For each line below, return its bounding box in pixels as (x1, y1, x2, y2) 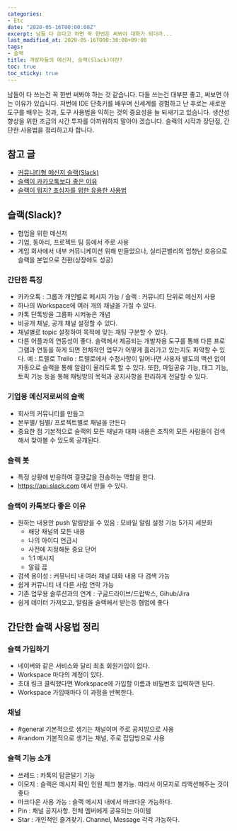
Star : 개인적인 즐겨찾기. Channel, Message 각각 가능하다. (17, 815, 180, 823)
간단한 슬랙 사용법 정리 (7, 621, 100, 633)
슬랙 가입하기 (7, 644, 50, 654)
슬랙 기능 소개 (7, 753, 52, 763)
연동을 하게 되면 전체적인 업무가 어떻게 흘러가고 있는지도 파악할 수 (36, 345, 218, 355)
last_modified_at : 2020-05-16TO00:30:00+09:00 (7, 37, 147, 44)
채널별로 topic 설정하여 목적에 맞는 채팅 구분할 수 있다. (17, 328, 168, 337)
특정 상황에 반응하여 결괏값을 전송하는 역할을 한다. (17, 473, 156, 481)
